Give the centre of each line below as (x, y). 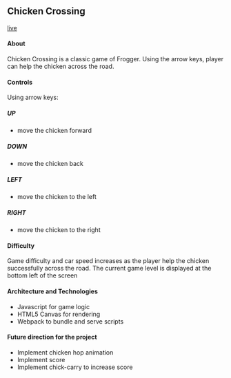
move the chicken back (50, 164)
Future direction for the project (52, 337)
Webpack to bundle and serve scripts (70, 321)
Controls (20, 82)
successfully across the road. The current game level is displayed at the (109, 269)
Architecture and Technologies (53, 291)
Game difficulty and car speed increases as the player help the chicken (108, 261)
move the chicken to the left (57, 197)
